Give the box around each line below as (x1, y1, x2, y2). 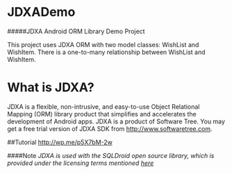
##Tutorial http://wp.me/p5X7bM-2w (7, 138, 113, 146)
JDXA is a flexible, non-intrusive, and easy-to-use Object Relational (7, 102, 200, 111)
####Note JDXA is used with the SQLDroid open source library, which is (7, 151, 215, 159)
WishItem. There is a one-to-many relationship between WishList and (7, 48, 206, 56)
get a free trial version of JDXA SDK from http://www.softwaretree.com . (7, 124, 213, 132)
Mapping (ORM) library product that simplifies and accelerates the (7, 110, 197, 118)
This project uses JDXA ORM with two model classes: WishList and (7, 40, 199, 49)
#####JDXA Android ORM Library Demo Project (7, 27, 145, 35)
